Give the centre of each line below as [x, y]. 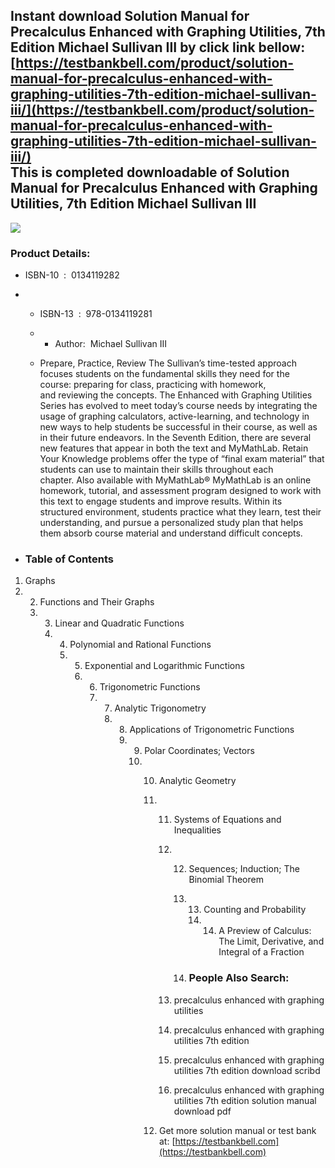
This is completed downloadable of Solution [150, 172]
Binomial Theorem [226, 880]
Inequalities [197, 830]
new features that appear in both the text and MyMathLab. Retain [174, 448]
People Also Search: [239, 978]
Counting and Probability [255, 910]
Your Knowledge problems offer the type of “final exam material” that [182, 459]
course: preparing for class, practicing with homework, [153, 385]
